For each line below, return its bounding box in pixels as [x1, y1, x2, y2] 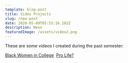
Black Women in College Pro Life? [5, 52, 74, 58]
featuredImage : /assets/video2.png [5, 30, 77, 34]
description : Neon [5, 25, 42, 30]
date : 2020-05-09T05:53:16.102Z [5, 20, 71, 26]
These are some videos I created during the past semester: [5, 43, 124, 48]
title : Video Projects [5, 12, 51, 16]
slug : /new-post [5, 16, 38, 21]
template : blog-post [5, 7, 47, 12]
